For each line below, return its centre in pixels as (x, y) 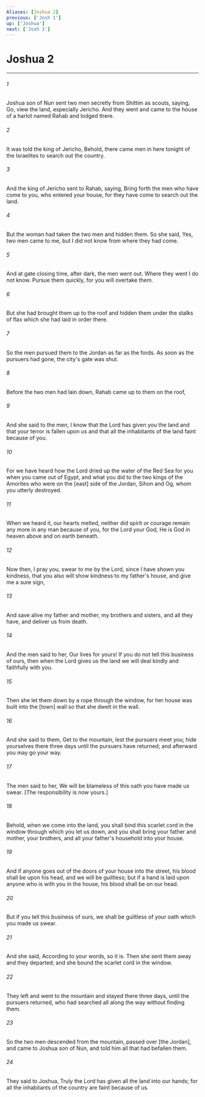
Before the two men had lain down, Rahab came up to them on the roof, (96, 392)
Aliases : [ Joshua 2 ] (33, 12)
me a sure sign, (26, 582)
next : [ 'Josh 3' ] (28, 29)
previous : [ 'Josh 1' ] (34, 18)
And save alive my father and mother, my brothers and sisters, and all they (100, 615)
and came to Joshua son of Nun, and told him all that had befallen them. (97, 1048)
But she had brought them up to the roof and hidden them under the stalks (100, 313)
